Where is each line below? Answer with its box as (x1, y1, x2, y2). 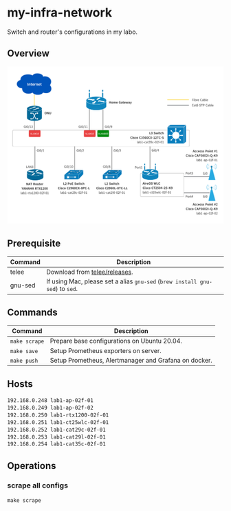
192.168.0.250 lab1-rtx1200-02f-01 (7, 412, 109, 419)
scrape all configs (7, 481, 69, 490)
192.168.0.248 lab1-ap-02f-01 (7, 397, 94, 404)
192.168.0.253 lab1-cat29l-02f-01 (7, 433, 107, 441)
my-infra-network (7, 5, 113, 21)
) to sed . (55, 285, 78, 293)
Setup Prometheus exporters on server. (49, 346, 162, 354)
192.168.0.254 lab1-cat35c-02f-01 (7, 441, 107, 448)
